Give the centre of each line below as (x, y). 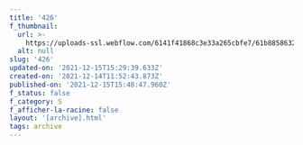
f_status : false (40, 93)
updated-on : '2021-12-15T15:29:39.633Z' (87, 68)
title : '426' (34, 18)
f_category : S (36, 101)
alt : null (36, 51)
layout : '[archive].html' (58, 118)
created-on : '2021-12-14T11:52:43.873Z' (87, 77)
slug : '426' (32, 59)
